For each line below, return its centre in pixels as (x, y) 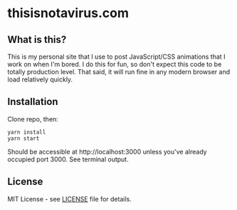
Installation (33, 102)
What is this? (37, 40)
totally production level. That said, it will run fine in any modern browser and (118, 72)
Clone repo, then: (33, 119)
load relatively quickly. (40, 79)
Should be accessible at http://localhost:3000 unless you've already (107, 151)
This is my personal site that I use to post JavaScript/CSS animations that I (116, 56)
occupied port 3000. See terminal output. (68, 159)
